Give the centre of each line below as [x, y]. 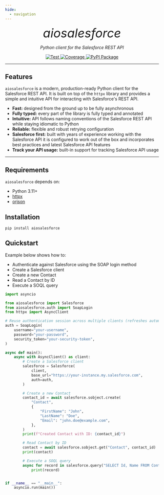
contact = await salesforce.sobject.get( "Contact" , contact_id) [89, 448]
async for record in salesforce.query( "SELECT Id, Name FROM [86, 465]
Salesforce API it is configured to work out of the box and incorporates [83, 139]
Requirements [27, 170]
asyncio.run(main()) [35, 488]
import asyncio [20, 294]
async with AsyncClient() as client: [52, 357]
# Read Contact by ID [45, 443]
